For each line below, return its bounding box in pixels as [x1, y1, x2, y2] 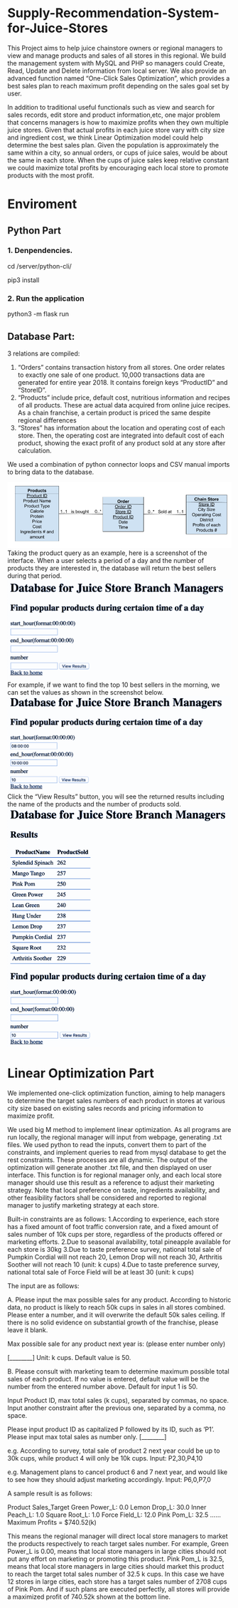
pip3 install [7, 276, 40, 284]
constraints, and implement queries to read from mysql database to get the [7, 1148, 227, 1156]
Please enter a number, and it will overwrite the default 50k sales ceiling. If [7, 1310, 226, 1319]
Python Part [7, 224, 62, 237]
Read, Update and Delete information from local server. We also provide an [7, 66, 227, 75]
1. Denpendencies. [7, 246, 73, 256]
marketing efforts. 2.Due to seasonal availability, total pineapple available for [7, 1238, 231, 1246]
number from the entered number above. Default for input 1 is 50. [7, 1382, 198, 1391]
